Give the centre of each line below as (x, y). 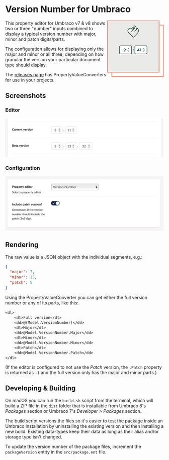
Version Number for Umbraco (68, 9)
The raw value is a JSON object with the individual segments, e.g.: (74, 257)
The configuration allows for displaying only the (55, 49)
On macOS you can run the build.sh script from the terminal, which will (79, 400)
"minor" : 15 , (23, 277)
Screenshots (26, 96)
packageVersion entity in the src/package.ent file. (56, 452)
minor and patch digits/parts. (35, 39)
